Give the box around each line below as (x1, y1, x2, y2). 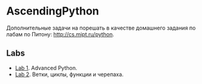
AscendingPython (6, 4, 100, 18)
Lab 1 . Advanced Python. (15, 64, 77, 71)
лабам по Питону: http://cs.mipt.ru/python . (6, 30, 115, 37)
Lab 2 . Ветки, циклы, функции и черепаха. (15, 71, 124, 78)
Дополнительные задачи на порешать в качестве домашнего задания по (6, 24, 196, 31)
